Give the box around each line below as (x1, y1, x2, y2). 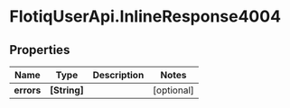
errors (14, 84, 42, 96)
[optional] (152, 84, 194, 96)
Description (92, 69, 145, 81)
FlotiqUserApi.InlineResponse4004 (9, 6, 282, 27)
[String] (49, 84, 84, 96)
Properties (9, 42, 70, 58)
